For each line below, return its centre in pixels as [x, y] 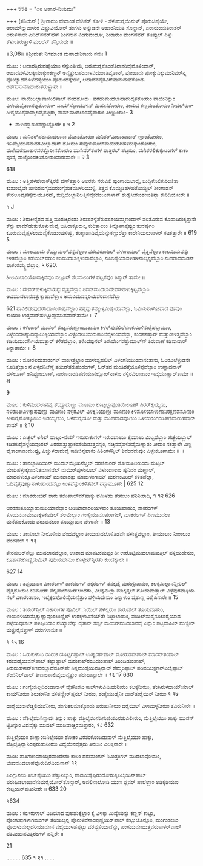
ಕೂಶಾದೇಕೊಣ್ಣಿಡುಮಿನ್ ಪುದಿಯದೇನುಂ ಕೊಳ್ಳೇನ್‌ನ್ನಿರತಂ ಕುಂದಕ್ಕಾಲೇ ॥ [68, 559]
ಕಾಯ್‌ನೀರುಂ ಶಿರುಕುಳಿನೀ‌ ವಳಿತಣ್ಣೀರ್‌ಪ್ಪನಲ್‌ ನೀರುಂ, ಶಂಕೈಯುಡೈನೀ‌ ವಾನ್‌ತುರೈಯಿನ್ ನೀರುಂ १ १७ [92, 694]
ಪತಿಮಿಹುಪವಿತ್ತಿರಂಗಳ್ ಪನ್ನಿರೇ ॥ [35, 833]
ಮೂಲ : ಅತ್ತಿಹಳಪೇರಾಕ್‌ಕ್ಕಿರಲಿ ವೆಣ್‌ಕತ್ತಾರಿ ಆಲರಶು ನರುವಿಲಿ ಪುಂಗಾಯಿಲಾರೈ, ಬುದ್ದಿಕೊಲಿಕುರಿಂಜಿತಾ [92, 181]
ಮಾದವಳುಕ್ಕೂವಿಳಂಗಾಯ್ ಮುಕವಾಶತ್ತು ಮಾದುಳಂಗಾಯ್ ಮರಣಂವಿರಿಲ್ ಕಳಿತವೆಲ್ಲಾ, [80, 476]
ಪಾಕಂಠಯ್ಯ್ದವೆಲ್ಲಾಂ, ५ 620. [32, 265]
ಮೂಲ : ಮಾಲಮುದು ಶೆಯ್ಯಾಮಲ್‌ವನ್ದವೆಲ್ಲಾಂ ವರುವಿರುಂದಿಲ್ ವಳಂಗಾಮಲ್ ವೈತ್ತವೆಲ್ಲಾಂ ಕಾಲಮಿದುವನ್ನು [98, 251]
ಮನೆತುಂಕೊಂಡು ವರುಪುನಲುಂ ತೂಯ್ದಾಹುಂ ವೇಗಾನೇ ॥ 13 [58, 521]
